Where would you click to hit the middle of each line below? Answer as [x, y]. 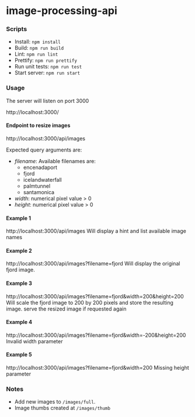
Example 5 [19, 354]
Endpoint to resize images [38, 125]
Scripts [17, 29]
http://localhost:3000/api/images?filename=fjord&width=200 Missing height [98, 368]
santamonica [39, 192]
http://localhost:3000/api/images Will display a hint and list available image [96, 231]
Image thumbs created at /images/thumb [62, 408]
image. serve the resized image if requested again [66, 309]
